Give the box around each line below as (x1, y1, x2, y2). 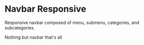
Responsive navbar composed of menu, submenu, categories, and (4, 20, 140, 25)
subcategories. (4, 24, 35, 30)
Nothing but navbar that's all (4, 34, 62, 40)
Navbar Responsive (4, 3, 86, 15)
